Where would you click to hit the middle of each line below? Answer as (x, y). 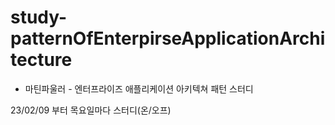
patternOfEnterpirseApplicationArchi (168, 38)
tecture (41, 60)
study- (39, 17)
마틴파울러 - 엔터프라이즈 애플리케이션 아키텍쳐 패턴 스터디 (139, 88)
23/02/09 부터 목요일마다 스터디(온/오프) (91, 110)
